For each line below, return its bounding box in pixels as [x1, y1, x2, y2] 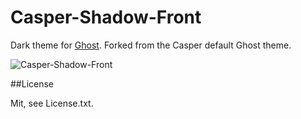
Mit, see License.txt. [10, 97, 94, 109]
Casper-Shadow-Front [10, 6, 202, 29]
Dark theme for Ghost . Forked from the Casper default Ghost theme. [10, 39, 292, 51]
